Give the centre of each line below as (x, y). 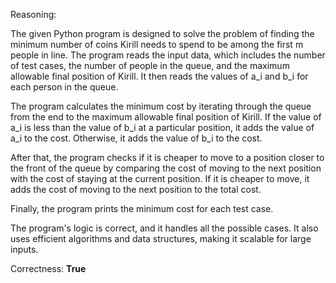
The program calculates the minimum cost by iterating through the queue (161, 106)
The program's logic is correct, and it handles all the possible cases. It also (164, 228)
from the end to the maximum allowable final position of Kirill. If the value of (166, 117)
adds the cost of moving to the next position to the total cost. (136, 189)
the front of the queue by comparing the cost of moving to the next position (166, 168)
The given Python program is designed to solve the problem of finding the (162, 33)
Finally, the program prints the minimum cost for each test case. (142, 208)
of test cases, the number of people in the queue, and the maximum (150, 65)
